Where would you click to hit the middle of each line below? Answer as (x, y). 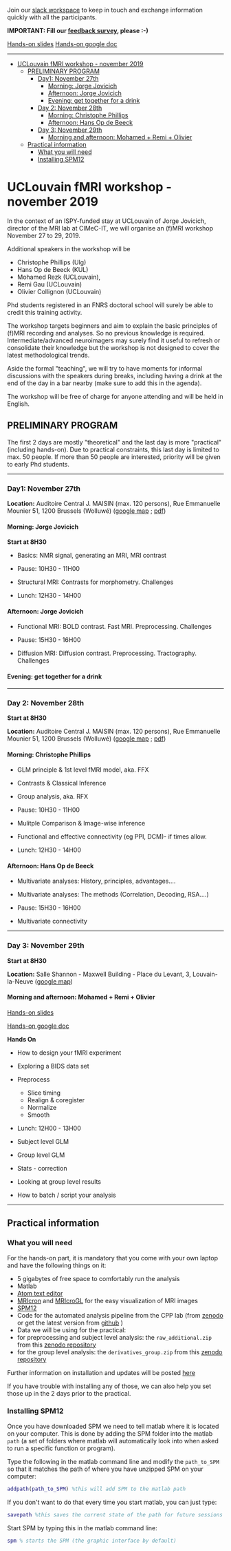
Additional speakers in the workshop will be (69, 248)
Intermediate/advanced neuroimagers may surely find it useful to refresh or (114, 340)
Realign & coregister (56, 1100)
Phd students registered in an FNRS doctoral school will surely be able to (110, 305)
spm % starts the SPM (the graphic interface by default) (92, 1541)
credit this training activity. (45, 312)
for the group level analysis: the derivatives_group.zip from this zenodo (120, 1352)
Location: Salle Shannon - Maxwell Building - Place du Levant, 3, (99, 974)
